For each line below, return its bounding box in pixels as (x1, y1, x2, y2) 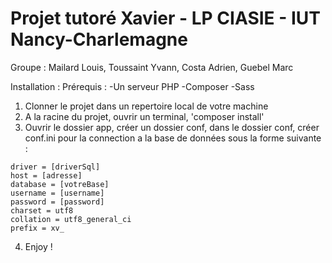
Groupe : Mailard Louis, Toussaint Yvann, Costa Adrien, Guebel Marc (10, 61, 294, 73)
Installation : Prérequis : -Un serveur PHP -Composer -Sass (10, 80, 255, 92)
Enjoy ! (24, 240, 53, 252)
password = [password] (10, 197, 105, 207)
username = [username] (10, 188, 105, 198)
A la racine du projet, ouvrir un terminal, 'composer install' (24, 110, 265, 122)
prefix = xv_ (10, 223, 65, 233)
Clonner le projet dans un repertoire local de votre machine (24, 100, 269, 112)
